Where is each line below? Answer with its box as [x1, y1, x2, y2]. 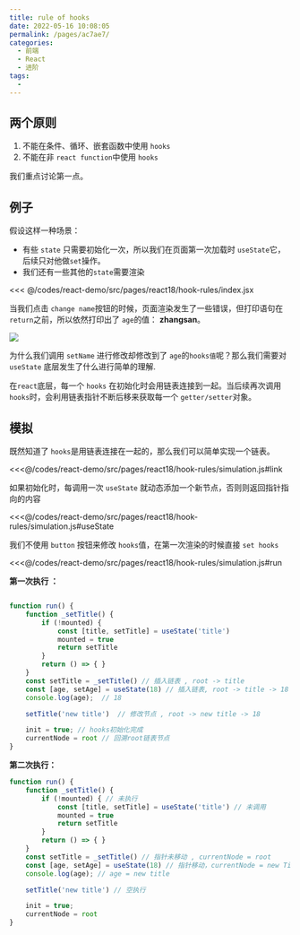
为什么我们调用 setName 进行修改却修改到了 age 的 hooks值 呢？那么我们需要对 [9, 351, 287, 361]
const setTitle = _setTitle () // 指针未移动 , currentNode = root [25, 853, 271, 861]
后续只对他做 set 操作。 [21, 255, 106, 266]
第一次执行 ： [9, 576, 59, 587]
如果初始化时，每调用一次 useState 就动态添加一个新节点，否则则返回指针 [9, 482, 282, 493]
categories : [9, 38, 54, 48]
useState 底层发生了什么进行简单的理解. [9, 361, 157, 372]
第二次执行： [9, 759, 56, 771]
